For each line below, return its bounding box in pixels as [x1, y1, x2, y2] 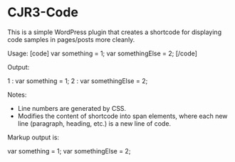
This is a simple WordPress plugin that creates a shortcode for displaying [7, 28, 222, 36]
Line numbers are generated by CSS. [17, 104, 127, 112]
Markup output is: [7, 133, 59, 141]
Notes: [7, 90, 27, 99]
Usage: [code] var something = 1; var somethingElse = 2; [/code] [7, 49, 198, 58]
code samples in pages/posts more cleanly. [7, 35, 135, 43]
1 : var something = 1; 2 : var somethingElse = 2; [7, 76, 148, 85]
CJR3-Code [7, 4, 78, 21]
